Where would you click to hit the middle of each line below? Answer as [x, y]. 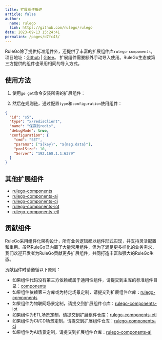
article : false [20, 14]
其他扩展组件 [24, 179]
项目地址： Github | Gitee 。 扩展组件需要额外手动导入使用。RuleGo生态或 [78, 57]
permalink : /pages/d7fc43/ [32, 37]
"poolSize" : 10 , [30, 149]
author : [13, 19]
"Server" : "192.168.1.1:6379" [45, 153]
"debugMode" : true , [29, 131]
